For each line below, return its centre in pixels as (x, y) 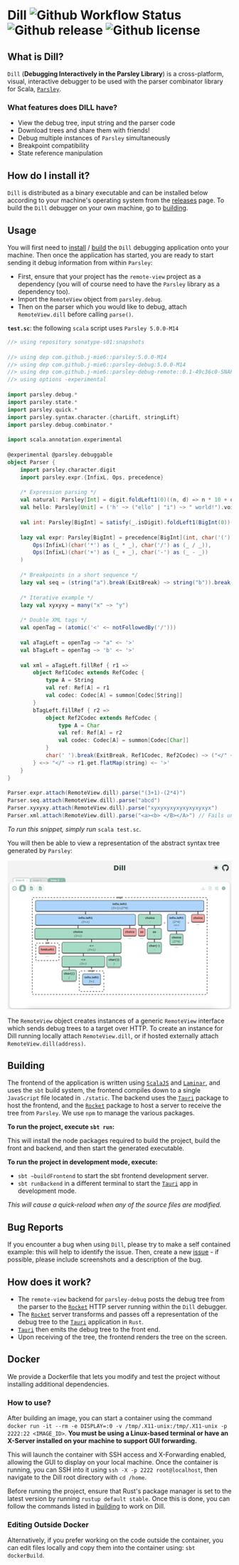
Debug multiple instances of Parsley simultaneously (94, 138)
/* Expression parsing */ (59, 492)
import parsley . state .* (43, 402)
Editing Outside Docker (48, 1525)
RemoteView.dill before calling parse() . (75, 314)
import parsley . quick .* (43, 410)
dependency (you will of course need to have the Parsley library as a (119, 284)
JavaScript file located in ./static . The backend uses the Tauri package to (118, 1098)
